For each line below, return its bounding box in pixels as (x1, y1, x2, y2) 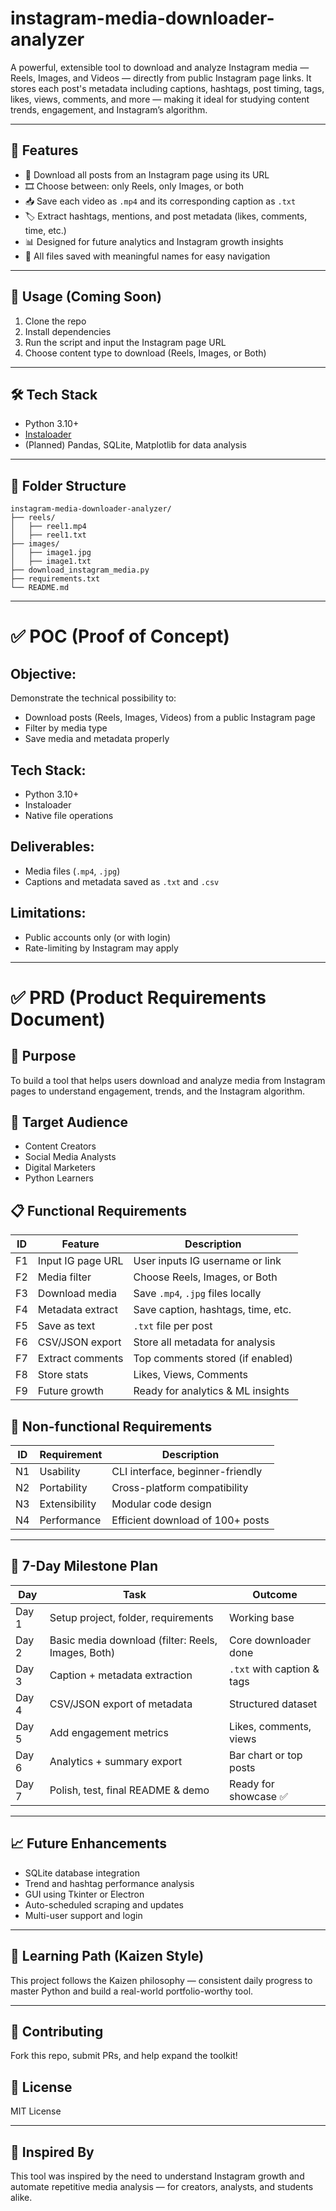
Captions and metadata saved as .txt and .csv (24, 875, 220, 887)
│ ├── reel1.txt (10, 530, 87, 541)
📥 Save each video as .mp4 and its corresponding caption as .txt (24, 195, 297, 207)
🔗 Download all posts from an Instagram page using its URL (24, 168, 270, 181)
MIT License (10, 2105, 62, 2117)
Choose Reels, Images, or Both (133, 1270, 278, 1284)
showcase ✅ (229, 1789, 288, 1803)
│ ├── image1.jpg (10, 548, 92, 558)
